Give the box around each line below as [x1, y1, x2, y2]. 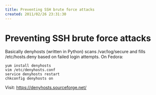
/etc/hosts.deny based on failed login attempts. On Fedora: [5, 54, 123, 60]
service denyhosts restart [5, 72, 60, 77]
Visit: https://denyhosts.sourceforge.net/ [5, 85, 87, 91]
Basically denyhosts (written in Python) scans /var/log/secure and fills [5, 49, 146, 55]
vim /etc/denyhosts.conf [5, 68, 56, 73]
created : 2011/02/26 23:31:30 [5, 12, 67, 17]
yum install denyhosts [5, 63, 51, 68]
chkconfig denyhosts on [5, 76, 54, 81]
